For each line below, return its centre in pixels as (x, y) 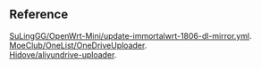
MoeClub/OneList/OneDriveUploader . (78, 45)
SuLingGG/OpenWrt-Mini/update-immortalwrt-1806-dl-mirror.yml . (130, 35)
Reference (39, 15)
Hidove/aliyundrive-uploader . (63, 54)
